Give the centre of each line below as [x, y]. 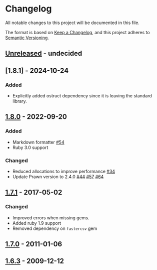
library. [20, 101]
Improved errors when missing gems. [51, 218]
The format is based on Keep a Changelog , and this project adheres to [77, 32]
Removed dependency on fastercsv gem [55, 228]
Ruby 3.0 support [30, 147]
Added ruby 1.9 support [37, 223]
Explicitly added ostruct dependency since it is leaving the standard [82, 96]
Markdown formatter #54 [38, 142]
